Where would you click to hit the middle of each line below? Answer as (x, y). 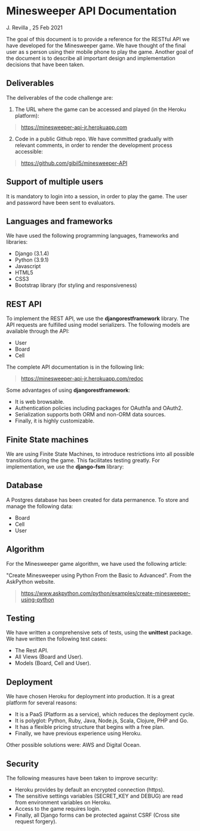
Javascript (28, 266)
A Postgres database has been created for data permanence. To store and (98, 499)
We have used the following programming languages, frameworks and (93, 236)
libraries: (17, 242)
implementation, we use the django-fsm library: (65, 467)
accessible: (29, 151)
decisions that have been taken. (45, 65)
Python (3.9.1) (32, 260)
